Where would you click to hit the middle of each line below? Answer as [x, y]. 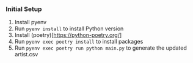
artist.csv [26, 55]
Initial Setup [24, 9]
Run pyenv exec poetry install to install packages [79, 42]
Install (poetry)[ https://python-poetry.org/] [68, 35]
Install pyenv [31, 22]
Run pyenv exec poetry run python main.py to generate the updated [101, 48]
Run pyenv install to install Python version [69, 28]
